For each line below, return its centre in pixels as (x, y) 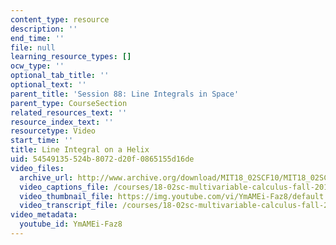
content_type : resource (60, 19)
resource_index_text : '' (62, 122)
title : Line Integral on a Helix (80, 150)
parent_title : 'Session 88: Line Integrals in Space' (125, 94)
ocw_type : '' (37, 66)
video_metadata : (44, 215)
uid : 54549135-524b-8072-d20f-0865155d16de (102, 159)
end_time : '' (37, 38)
